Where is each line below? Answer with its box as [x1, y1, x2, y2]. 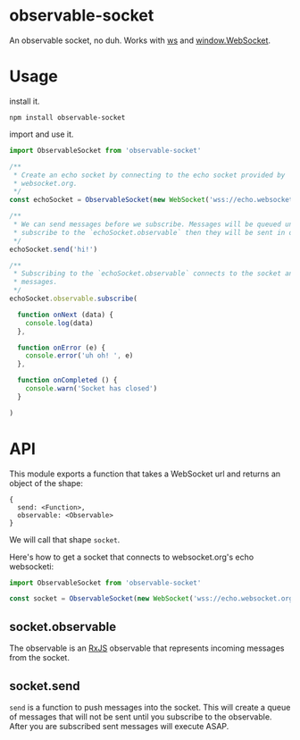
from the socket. [9, 652, 70, 663]
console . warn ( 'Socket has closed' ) [25, 384, 158, 393]
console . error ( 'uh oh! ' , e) [25, 351, 134, 360]
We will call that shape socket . [9, 534, 121, 545]
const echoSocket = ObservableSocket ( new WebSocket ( [9, 196, 210, 205]
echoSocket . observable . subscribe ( [9, 294, 138, 303]
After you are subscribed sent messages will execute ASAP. [9, 720, 229, 731]
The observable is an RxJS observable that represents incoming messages [9, 643, 285, 653]
